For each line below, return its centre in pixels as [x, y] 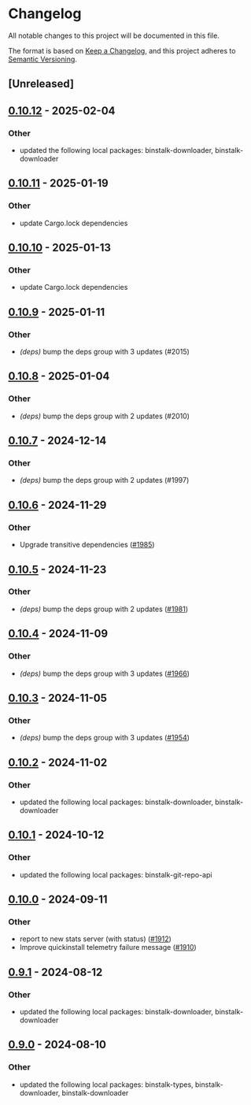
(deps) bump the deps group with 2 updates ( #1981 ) [104, 609]
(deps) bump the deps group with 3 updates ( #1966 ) [105, 673]
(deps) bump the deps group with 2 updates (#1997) [104, 480]
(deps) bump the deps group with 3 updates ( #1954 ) [105, 738]
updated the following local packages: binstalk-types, [107, 1085]
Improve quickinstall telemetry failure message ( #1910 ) [108, 947]
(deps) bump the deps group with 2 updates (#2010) [105, 416]
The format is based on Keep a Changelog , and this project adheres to [122, 50]
